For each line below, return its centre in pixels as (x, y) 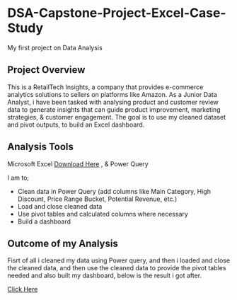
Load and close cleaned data (60, 206)
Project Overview (46, 70)
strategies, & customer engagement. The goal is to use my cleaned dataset (117, 117)
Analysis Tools (41, 147)
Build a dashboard (44, 221)
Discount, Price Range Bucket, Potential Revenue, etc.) (97, 199)
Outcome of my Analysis (63, 243)
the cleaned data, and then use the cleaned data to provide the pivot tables (117, 268)
